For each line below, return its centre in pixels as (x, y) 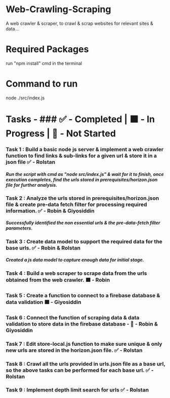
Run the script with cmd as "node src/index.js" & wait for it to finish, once (85, 174)
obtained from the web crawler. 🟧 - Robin (58, 280)
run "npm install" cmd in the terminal (44, 63)
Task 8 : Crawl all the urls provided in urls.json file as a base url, (86, 364)
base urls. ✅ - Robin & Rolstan (43, 248)
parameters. (19, 228)
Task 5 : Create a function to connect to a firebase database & (83, 295)
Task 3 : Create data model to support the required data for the (84, 241)
